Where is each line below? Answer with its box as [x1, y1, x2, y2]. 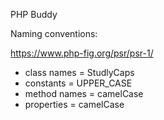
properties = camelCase [24, 99, 125, 110]
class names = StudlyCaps [24, 67, 135, 78]
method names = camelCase [24, 88, 144, 99]
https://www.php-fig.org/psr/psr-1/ [10, 47, 154, 59]
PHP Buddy [10, 9, 58, 20]
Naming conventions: [10, 28, 98, 39]
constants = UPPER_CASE [24, 77, 133, 89]
